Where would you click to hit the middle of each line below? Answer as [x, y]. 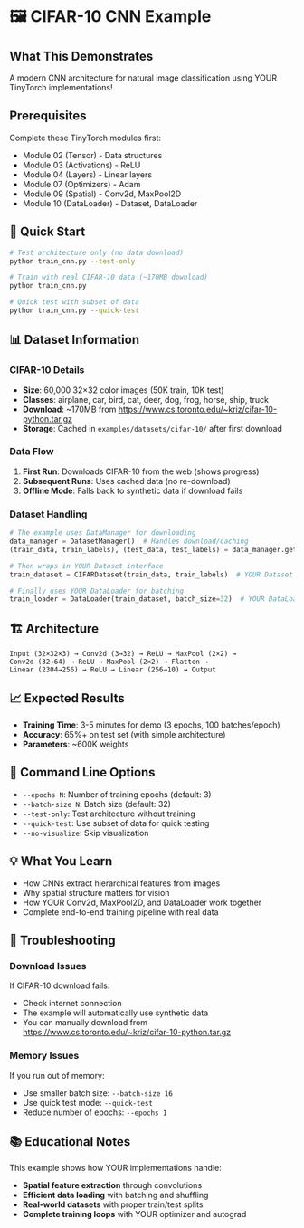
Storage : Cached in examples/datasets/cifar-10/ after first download [152, 428]
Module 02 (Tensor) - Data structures [92, 155]
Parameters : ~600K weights [76, 744]
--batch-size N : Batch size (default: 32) [97, 804]
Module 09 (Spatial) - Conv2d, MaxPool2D [102, 194]
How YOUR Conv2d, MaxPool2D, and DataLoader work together [142, 902]
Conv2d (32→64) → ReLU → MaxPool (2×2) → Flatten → [109, 662]
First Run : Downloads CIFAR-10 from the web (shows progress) [141, 471]
